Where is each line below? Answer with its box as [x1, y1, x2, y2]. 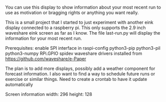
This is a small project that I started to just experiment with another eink [5, 20, 153, 25]
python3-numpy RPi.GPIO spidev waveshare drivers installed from [5, 50, 142, 56]
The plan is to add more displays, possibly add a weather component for [5, 65, 155, 71]
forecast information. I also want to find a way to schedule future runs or [5, 71, 155, 77]
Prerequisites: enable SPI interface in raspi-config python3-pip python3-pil [5, 45, 161, 51]
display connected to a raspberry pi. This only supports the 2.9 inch [5, 25, 146, 31]
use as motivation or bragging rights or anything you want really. [5, 10, 139, 16]
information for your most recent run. [5, 35, 82, 41]
